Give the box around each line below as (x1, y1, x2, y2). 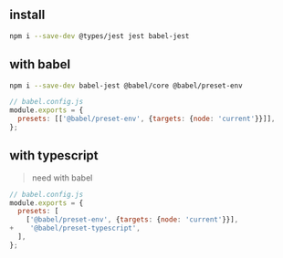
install (9, 7, 46, 23)
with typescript (9, 148, 99, 163)
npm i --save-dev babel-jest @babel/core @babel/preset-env (9, 81, 244, 90)
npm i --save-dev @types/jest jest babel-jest (9, 31, 190, 40)
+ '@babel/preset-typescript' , (9, 223, 141, 233)
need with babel (31, 172, 93, 183)
